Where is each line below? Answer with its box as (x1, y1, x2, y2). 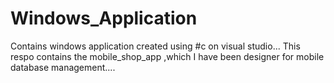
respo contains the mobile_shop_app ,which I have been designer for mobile (10, 50, 325, 62)
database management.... (10, 61, 116, 73)
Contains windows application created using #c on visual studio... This (10, 40, 301, 52)
